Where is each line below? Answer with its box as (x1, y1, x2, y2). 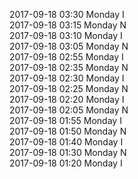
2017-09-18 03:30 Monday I (9, 9, 125, 20)
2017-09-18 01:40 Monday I (9, 136, 124, 148)
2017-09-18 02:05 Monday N (9, 104, 129, 116)
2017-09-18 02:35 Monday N (9, 62, 129, 73)
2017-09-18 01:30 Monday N (9, 147, 127, 158)
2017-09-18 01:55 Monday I (9, 115, 122, 126)
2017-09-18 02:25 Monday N (9, 83, 129, 94)
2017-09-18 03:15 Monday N (9, 19, 127, 31)
